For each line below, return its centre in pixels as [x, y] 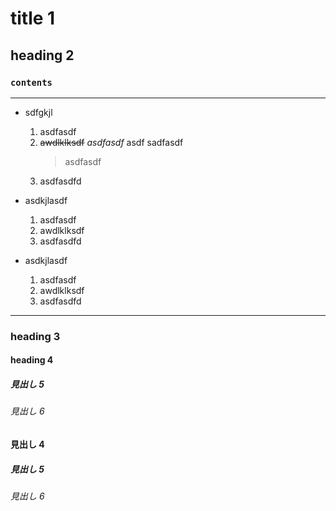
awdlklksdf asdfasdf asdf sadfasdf [111, 142]
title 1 [33, 18]
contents [31, 82]
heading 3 [35, 336]
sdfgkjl [38, 112]
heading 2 [42, 55]
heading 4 [32, 360]
